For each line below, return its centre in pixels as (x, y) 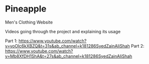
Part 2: (138, 46)
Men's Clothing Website (29, 22)
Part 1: (11, 41)
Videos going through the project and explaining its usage (63, 31)
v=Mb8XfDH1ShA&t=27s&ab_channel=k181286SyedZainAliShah (69, 56)
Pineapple (26, 9)
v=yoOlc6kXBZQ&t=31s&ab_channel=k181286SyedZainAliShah (67, 46)
